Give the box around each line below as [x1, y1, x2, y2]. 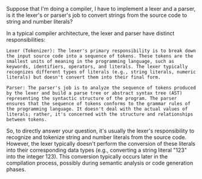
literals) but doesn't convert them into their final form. [6, 74, 161, 80]
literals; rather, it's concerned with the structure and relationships [6, 111, 194, 117]
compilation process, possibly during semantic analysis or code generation [6, 160, 194, 166]
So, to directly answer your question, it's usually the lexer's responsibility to [6, 127, 195, 134]
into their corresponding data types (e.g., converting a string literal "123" [6, 146, 187, 154]
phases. [6, 166, 26, 173]
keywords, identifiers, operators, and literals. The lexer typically [6, 63, 188, 70]
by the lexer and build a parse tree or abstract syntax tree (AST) [6, 90, 183, 96]
